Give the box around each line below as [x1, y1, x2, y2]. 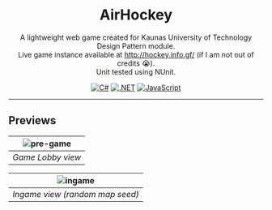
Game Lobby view [12, 152, 82, 163]
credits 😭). [117, 58, 155, 68]
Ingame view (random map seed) [12, 188, 139, 199]
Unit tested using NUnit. [96, 66, 176, 76]
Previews [8, 114, 57, 127]
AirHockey [100, 6, 172, 24]
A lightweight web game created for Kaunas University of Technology [19, 32, 253, 42]
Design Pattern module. [96, 41, 176, 50]
